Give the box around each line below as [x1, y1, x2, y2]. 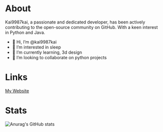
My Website [5, 88, 29, 93]
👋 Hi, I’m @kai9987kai [12, 39, 57, 44]
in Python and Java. [5, 29, 46, 35]
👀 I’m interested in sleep [12, 44, 61, 50]
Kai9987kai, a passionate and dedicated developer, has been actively [5, 19, 146, 25]
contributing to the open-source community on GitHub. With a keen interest [5, 24, 158, 30]
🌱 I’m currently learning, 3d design [12, 49, 82, 55]
